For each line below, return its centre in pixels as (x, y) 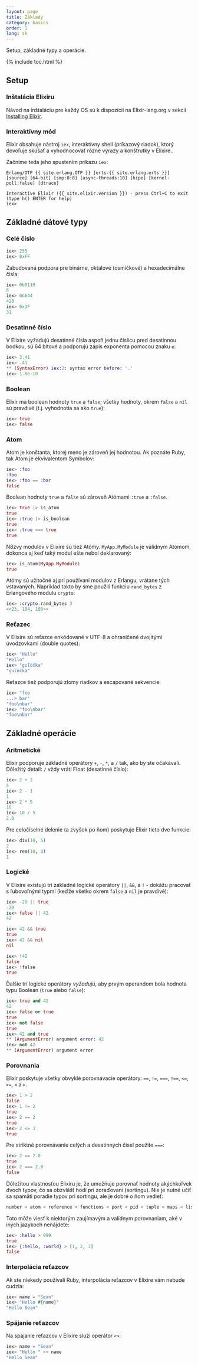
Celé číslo (21, 238)
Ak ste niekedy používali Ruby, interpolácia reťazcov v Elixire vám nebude (95, 1280)
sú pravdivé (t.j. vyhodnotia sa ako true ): (55, 408)
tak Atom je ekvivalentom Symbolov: (50, 459)
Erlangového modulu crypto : (41, 593)
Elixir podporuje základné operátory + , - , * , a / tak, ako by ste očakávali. (93, 763)
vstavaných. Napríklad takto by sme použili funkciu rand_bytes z (84, 587)
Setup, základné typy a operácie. (46, 50)
